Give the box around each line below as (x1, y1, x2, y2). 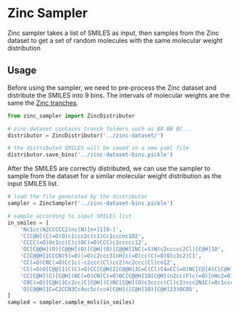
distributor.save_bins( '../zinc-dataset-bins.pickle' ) (7, 151, 174, 158)
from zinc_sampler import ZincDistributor (7, 112, 135, 119)
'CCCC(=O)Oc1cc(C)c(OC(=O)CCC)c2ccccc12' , (20, 239, 148, 247)
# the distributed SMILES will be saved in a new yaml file (7, 145, 190, 152)
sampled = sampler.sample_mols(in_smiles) (7, 299, 135, 306)
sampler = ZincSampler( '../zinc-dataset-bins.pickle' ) (7, 200, 174, 207)
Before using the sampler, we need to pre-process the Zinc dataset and (7, 83, 217, 92)
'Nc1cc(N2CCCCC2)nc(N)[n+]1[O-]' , (20, 226, 122, 233)
